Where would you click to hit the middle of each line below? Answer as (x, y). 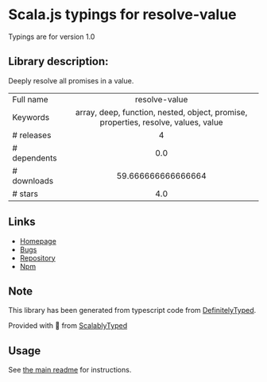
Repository (37, 258)
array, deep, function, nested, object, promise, (161, 112)
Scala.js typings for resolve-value (122, 15)
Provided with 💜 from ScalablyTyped (68, 326)
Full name (31, 99)
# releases (32, 135)
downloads (33, 180)
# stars (25, 194)
